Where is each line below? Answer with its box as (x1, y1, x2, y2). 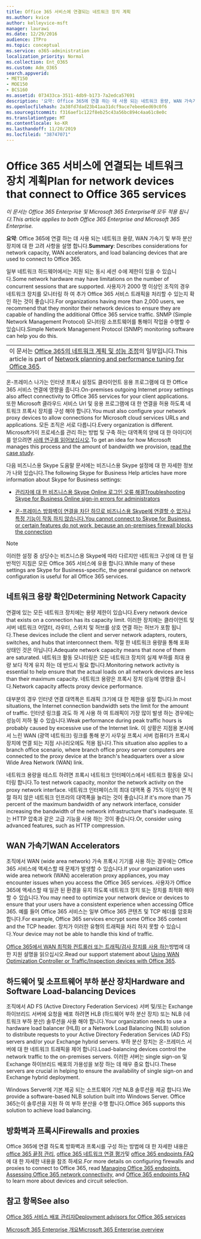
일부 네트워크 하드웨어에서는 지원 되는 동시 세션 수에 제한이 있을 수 (6, 268, 161, 275)
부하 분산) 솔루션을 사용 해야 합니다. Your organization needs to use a (22, 1018, 187, 1025)
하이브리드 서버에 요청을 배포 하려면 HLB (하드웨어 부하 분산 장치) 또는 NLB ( (6, 1010, 185, 1017)
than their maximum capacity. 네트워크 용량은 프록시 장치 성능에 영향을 (6, 675, 175, 682)
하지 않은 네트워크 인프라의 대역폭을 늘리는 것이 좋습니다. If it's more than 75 (12, 794, 191, 801)
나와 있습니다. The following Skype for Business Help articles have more (12, 469, 187, 476)
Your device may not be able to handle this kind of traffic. (12, 930, 154, 938)
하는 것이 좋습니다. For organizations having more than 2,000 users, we (12, 298, 184, 305)
